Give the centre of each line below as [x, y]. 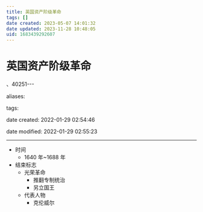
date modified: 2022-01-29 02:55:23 [52, 131]
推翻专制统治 [49, 180]
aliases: [16, 96]
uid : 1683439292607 [31, 35]
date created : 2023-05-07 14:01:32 [51, 23]
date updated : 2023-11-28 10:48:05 [51, 29]
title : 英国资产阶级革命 [34, 12]
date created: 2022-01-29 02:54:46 [51, 120]
